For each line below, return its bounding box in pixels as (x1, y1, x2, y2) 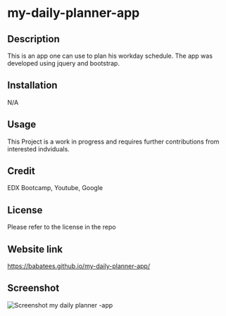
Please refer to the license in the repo (7, 223, 116, 232)
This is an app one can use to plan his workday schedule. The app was (7, 51, 213, 60)
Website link (7, 243, 63, 255)
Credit (7, 165, 35, 177)
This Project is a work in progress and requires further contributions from (7, 137, 220, 146)
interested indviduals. (7, 144, 70, 153)
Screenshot (7, 282, 60, 294)
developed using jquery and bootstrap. (7, 59, 120, 68)
